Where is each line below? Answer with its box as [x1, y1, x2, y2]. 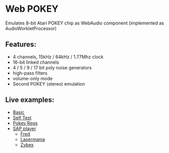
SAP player [12, 125, 36, 132]
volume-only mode [12, 75, 53, 82]
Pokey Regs [12, 120, 38, 126]
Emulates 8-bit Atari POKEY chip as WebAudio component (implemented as [5, 20, 164, 26]
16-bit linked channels [12, 59, 59, 65]
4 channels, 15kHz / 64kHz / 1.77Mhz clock [12, 54, 104, 60]
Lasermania [20, 136, 45, 142]
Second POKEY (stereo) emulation [12, 81, 85, 87]
